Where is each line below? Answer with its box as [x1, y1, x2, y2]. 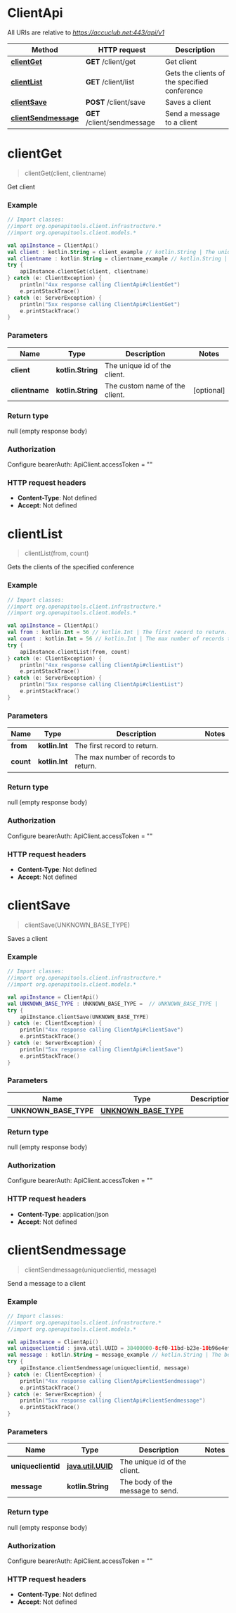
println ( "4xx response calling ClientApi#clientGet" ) [20, 282, 181, 289]
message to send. [119, 1486, 179, 1496]
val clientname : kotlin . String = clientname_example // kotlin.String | [7, 255, 228, 262]
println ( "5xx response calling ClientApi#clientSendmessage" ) [20, 1397, 206, 1405]
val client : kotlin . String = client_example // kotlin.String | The [7, 248, 216, 255]
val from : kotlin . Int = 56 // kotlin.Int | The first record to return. [7, 628, 228, 636]
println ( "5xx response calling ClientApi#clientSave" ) [20, 1046, 184, 1053]
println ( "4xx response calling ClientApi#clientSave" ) [20, 1026, 184, 1034]
